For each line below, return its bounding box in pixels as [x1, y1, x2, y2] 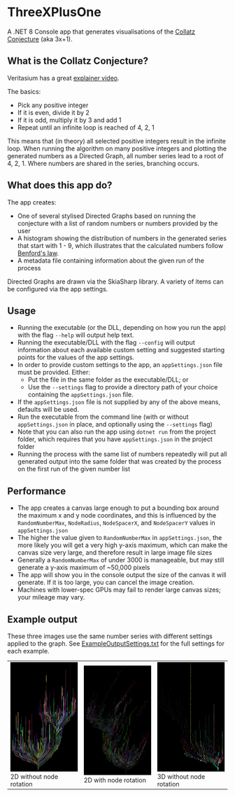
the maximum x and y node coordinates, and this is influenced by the [17, 511, 217, 520]
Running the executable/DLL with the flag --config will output [17, 338, 195, 347]
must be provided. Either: [17, 368, 91, 377]
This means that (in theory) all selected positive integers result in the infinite [7, 137, 226, 145]
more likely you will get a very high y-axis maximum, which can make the [17, 541, 228, 550]
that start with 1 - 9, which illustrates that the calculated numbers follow [17, 241, 224, 249]
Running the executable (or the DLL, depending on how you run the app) [17, 324, 227, 332]
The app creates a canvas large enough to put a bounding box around [17, 504, 219, 512]
